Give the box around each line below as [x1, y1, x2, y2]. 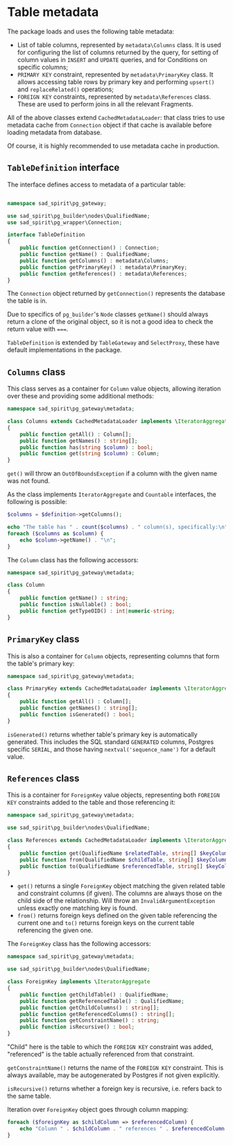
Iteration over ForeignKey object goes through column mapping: [7, 1105, 189, 1114]
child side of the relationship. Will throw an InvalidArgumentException [17, 897, 216, 905]
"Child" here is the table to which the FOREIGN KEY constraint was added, [7, 1043, 214, 1051]
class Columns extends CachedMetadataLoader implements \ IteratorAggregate [7, 418, 231, 425]
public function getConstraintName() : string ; [19, 1017, 159, 1024]
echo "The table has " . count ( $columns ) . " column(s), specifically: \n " [7, 523, 228, 531]
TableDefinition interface [7, 161, 120, 174]
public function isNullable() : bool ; [19, 601, 132, 608]
